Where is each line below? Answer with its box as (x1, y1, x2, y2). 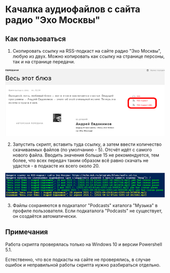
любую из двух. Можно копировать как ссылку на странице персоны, (12, 53, 165, 59)
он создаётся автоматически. (12, 213, 77, 219)
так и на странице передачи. (12, 59, 75, 64)
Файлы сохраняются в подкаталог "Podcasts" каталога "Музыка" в (12, 202, 158, 208)
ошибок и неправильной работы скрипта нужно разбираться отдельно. (5, 262, 161, 268)
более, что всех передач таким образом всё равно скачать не (12, 157, 149, 163)
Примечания (5, 228, 48, 237)
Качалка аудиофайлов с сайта (5, 4, 141, 15)
